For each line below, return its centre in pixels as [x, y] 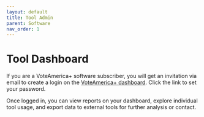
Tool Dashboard [47, 59]
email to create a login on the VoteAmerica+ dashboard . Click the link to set [102, 82]
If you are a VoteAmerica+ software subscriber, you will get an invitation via [102, 76]
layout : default [27, 12]
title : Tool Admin [30, 18]
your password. [26, 89]
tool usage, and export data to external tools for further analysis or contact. [101, 107]
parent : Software [28, 23]
